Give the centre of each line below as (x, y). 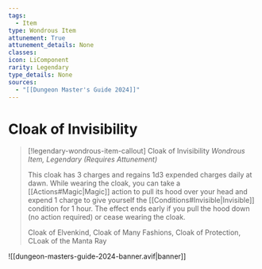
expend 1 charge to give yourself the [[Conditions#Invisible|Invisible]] (141, 201)
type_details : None (40, 75)
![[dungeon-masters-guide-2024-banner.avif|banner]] (97, 256)
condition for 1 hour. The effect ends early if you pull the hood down (139, 209)
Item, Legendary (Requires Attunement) (92, 159)
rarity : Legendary (39, 68)
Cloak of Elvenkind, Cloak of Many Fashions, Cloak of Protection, (134, 232)
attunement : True (37, 38)
